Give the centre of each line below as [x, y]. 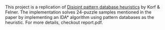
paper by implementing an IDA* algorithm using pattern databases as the [80, 17]
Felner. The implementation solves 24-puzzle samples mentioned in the [78, 12]
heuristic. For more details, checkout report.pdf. [54, 22]
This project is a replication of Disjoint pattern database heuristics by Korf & [82, 7]
